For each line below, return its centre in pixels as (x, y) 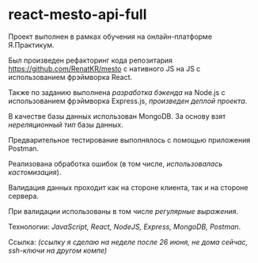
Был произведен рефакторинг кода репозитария (90, 60)
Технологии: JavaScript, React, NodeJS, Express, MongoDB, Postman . (125, 227)
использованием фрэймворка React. (70, 77)
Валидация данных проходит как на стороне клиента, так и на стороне (128, 187)
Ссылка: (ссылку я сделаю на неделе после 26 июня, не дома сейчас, (128, 242)
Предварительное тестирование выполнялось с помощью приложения (129, 139)
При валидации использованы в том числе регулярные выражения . (123, 211)
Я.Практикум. (31, 44)
